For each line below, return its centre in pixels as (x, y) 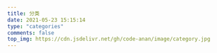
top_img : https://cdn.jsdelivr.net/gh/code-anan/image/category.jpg (109, 39)
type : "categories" (36, 26)
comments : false (31, 33)
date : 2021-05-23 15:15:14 (46, 20)
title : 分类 (23, 13)
